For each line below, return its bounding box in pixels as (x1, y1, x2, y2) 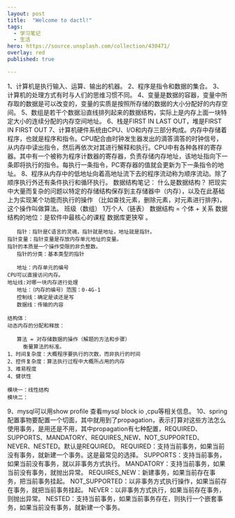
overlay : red (7, 50, 45, 57)
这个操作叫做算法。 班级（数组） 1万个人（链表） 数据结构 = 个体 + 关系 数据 (7, 204, 228, 213)
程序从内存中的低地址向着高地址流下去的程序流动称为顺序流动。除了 (31, 169, 227, 178)
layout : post (7, 10, 45, 17)
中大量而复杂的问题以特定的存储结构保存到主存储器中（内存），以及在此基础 (7, 187, 225, 195)
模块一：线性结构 (7, 386, 50, 394)
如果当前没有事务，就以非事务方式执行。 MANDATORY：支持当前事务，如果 (7, 459, 226, 468)
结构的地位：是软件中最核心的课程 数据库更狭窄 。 (7, 213, 152, 221)
